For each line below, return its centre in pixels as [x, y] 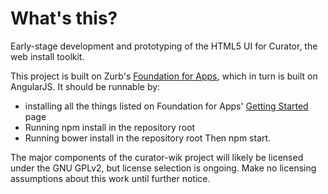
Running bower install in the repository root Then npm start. [148, 138]
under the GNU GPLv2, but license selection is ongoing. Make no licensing [163, 168]
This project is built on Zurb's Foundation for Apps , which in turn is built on [164, 76]
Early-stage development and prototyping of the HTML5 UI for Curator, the [164, 46]
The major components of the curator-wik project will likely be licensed [157, 157]
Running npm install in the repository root [110, 127]
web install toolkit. [47, 56]
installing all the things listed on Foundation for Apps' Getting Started [166, 106]
